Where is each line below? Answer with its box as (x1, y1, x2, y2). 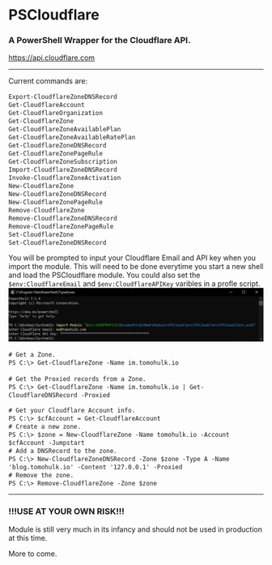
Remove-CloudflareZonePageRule (8, 223, 114, 231)
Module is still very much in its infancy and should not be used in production (8, 524, 263, 534)
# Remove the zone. (8, 472, 74, 480)
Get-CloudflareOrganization (8, 109, 104, 118)
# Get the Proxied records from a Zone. (8, 375, 147, 383)
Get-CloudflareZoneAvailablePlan (8, 126, 121, 134)
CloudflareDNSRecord (8, 392, 79, 400)
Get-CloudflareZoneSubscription (8, 158, 117, 166)
